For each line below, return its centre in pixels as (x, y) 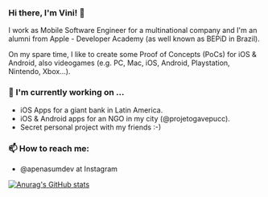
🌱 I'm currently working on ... (66, 92)
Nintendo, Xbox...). (39, 72)
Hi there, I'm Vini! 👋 (47, 13)
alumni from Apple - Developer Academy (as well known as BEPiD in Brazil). (134, 39)
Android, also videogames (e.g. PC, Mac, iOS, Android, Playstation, (120, 63)
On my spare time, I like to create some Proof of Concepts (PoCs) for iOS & (133, 55)
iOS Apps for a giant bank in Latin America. (91, 110)
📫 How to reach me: (49, 148)
